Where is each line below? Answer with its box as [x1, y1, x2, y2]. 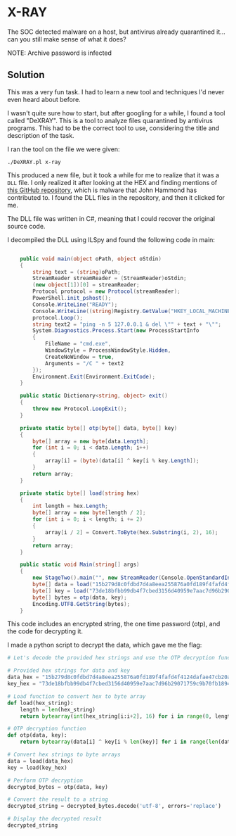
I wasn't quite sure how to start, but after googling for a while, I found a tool [7, 108, 225, 117]
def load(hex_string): [7, 699, 74, 707]
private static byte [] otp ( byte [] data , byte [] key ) [20, 424, 178, 431]
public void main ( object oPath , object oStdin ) [20, 255, 162, 262]
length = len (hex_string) [20, 706, 96, 713]
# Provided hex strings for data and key [7, 667, 131, 674]
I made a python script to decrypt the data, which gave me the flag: [7, 641, 202, 650]
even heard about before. [7, 95, 81, 103]
